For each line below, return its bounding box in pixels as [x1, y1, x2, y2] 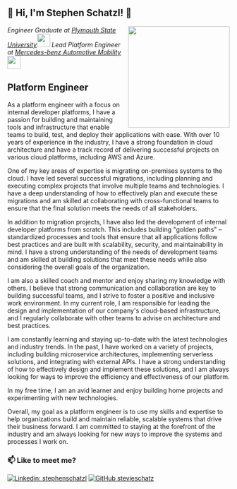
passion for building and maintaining [7, 115, 113, 123]
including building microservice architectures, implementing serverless [7, 350, 214, 358]
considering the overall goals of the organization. [7, 262, 150, 271]
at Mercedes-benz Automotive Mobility [7, 47, 121, 56]
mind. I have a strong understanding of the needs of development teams [7, 248, 217, 256]
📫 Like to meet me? [7, 455, 76, 465]
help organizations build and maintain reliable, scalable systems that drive [7, 414, 222, 423]
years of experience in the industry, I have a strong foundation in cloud [7, 138, 213, 146]
